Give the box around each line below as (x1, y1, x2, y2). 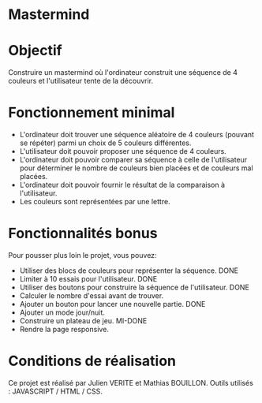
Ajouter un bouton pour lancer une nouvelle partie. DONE (19, 300, 206, 308)
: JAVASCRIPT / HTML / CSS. (8, 386, 103, 396)
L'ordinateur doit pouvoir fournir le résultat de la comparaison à (19, 180, 226, 190)
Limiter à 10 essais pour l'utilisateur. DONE (19, 274, 158, 283)
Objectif (8, 42, 62, 60)
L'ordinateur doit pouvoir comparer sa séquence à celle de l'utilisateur (19, 155, 248, 165)
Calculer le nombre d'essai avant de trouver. (19, 291, 164, 300)
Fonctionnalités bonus (8, 225, 158, 242)
